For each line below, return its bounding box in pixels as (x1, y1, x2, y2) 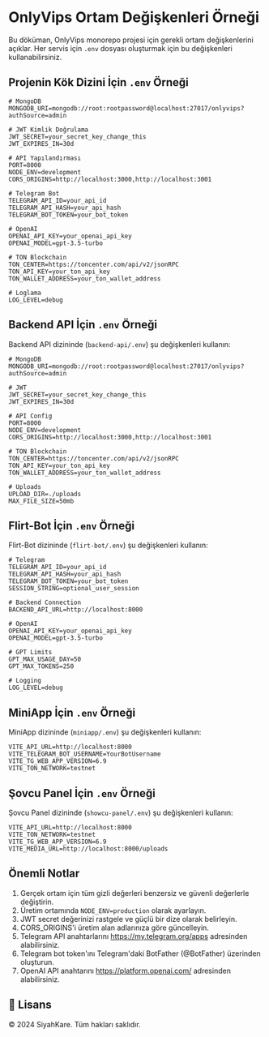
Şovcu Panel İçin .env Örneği (8, 786, 156, 800)
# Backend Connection (8, 598, 82, 607)
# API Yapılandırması (8, 154, 82, 162)
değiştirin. (19, 897, 54, 906)
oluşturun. (19, 957, 54, 966)
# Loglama (8, 289, 42, 297)
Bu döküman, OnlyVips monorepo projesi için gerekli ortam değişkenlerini (8, 35, 254, 45)
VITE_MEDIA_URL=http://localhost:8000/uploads (8, 845, 169, 853)
